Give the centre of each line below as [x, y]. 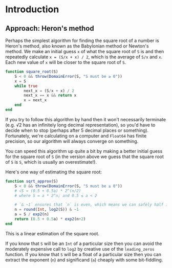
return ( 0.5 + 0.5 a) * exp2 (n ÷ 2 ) [50, 219]
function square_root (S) [32, 72]
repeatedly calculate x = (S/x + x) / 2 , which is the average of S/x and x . [84, 57]
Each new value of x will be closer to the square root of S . [66, 62]
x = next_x [35, 100]
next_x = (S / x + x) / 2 [49, 91]
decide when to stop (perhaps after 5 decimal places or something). [77, 130]
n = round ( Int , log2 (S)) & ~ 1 [47, 210]
